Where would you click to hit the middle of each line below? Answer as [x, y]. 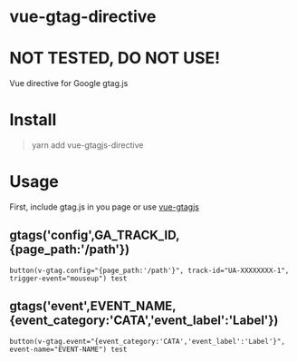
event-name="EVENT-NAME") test [68, 349]
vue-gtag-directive [83, 17]
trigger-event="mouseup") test [68, 279]
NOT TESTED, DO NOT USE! [115, 59]
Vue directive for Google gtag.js [69, 83]
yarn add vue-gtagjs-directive [87, 145]
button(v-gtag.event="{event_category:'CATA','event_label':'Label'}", [147, 341]
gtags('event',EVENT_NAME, [93, 306]
